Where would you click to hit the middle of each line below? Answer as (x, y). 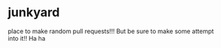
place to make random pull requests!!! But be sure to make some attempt (111, 31)
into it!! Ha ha (27, 38)
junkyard (34, 13)
